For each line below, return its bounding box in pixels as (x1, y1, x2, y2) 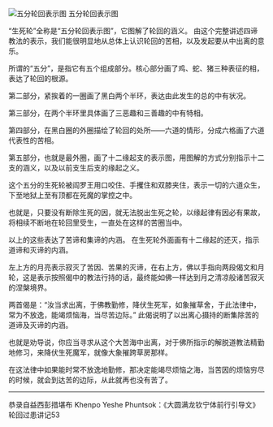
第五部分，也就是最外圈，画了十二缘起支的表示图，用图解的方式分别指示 (8, 153, 250, 162)
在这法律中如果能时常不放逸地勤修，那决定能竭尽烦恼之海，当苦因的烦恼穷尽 (8, 365, 265, 374)
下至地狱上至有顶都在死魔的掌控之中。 (8, 191, 136, 200)
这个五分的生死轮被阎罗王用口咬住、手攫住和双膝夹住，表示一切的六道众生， (8, 180, 265, 190)
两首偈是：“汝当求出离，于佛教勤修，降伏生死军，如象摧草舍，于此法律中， (8, 300, 262, 309)
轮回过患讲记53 (8, 410, 60, 420)
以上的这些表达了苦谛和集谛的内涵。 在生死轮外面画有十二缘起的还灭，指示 (8, 235, 260, 244)
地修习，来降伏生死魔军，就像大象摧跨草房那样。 (8, 347, 172, 357)
